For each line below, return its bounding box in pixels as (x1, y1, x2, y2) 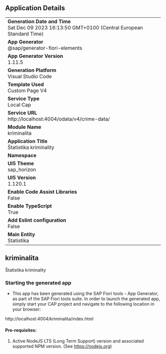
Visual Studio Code (7, 73, 52, 79)
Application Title (7, 138, 48, 145)
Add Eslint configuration (7, 217, 67, 224)
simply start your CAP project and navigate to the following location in (12, 301, 155, 307)
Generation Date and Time (7, 18, 71, 25)
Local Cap (7, 101, 31, 108)
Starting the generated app (5, 279, 72, 286)
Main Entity (7, 231, 36, 237)
